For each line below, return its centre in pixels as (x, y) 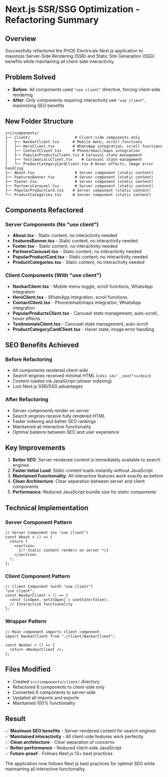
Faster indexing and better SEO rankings (54, 421)
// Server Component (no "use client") (47, 533)
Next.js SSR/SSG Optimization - (72, 9)
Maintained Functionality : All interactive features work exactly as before (88, 476)
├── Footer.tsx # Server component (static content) (79, 182)
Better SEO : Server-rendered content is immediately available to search (86, 460)
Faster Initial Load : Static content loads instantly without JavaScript (82, 470)
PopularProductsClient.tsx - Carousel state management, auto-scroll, (85, 313)
